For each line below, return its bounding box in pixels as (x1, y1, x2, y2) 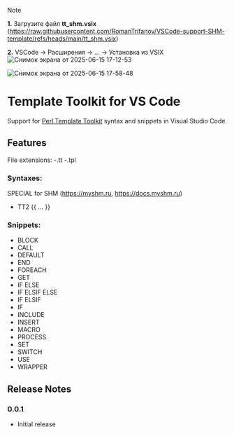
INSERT (17, 318, 40, 327)
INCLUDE (17, 311, 45, 319)
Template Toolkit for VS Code (7, 94, 181, 109)
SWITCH (17, 348, 43, 356)
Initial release (17, 420, 56, 428)
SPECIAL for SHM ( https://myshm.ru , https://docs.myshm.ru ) (7, 189, 183, 198)
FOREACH (17, 266, 47, 274)
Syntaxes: (7, 173, 43, 183)
